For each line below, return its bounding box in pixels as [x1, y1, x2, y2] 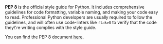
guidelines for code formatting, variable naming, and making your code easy [5, 9, 158, 15]
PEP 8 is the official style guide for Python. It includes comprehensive [5, 4, 145, 10]
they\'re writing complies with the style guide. [5, 25, 96, 30]
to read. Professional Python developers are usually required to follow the [5, 15, 152, 20]
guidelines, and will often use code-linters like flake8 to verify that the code [5, 19, 157, 25]
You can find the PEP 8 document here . [5, 34, 84, 40]
